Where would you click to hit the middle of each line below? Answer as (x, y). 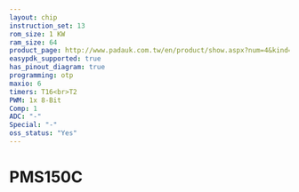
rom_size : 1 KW (37, 34)
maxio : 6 (25, 84)
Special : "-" (33, 125)
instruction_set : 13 (48, 26)
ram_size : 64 (33, 42)
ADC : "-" (25, 116)
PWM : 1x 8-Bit (36, 100)
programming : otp (41, 76)
